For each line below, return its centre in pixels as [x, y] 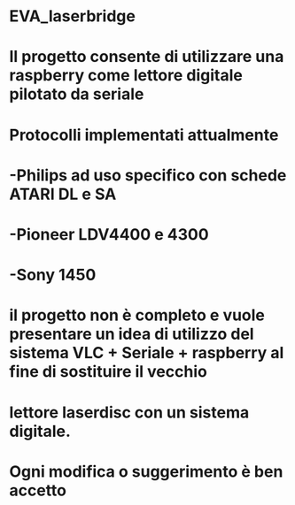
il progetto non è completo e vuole [137, 315]
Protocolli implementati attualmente [144, 135]
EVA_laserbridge [72, 16]
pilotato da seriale [77, 94]
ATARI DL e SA [63, 194]
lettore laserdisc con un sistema [129, 412]
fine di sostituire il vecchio [109, 372]
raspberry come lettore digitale [126, 76]
